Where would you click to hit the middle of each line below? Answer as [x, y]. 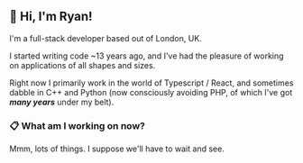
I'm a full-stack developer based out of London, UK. [106, 38]
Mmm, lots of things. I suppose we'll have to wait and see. [117, 149]
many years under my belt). [62, 102]
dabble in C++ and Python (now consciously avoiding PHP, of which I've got [151, 92]
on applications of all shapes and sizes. [83, 65]
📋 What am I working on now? [78, 125]
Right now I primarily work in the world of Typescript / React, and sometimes [151, 83]
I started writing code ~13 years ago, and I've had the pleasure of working [147, 56]
